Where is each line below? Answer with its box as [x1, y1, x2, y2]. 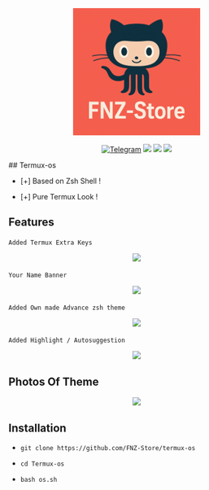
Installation [8, 422, 67, 435]
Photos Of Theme [8, 375, 99, 389]
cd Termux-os [20, 460, 65, 468]
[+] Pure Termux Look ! [20, 192, 98, 201]
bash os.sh [20, 476, 58, 484]
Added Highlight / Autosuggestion [8, 336, 126, 344]
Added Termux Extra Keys [8, 238, 93, 247]
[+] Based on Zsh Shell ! [20, 176, 102, 186]
